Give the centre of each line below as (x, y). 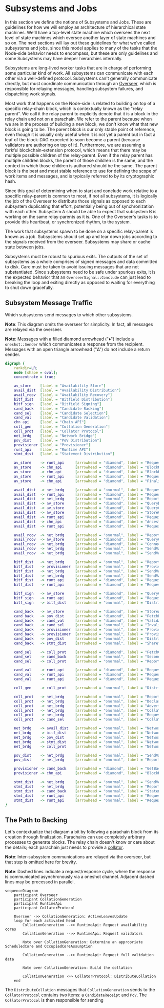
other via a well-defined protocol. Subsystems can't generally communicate (81, 78)
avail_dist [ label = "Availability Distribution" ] (67, 391)
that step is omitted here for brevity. (41, 862)
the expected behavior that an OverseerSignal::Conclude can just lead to (78, 277)
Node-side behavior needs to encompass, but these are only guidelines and (81, 53)
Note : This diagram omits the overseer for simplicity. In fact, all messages (79, 324)
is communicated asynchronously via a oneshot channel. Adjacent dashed (80, 877)
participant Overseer (36, 895)
